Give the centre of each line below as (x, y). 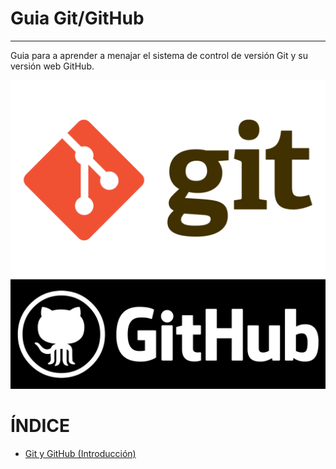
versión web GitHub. (52, 66)
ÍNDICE (40, 426)
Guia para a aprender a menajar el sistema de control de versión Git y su (159, 55)
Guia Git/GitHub (77, 18)
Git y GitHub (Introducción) (80, 454)
